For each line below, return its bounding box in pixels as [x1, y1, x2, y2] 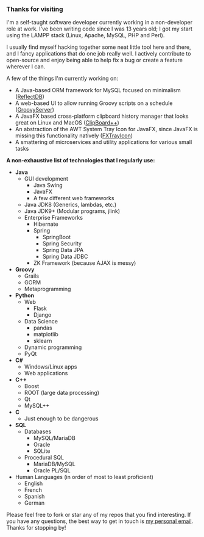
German [24, 499, 45, 506]
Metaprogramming [24, 286, 71, 293]
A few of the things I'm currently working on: [6, 75, 119, 82]
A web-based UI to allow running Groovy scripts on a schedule [15, 99, 173, 107]
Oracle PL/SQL [33, 467, 71, 474]
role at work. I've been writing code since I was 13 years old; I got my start [6, 25, 193, 32]
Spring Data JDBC [42, 253, 88, 261]
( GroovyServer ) [15, 106, 55, 114]
